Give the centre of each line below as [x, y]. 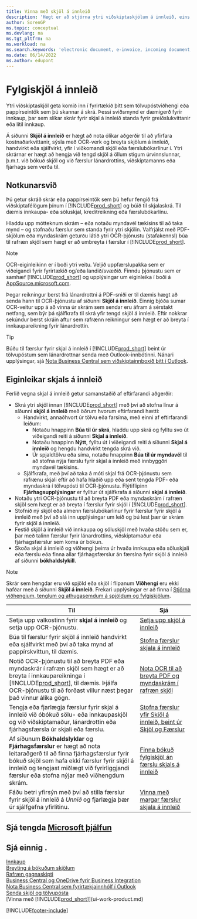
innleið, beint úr [161, 722]
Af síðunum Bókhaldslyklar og [51, 739]
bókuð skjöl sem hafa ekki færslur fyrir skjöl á [72, 761]
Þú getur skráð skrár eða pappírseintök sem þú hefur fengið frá [82, 199]
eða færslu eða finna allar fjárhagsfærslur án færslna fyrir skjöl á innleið [101, 554]
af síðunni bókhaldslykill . [45, 561]
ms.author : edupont [30, 60]
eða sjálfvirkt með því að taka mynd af [61, 644]
